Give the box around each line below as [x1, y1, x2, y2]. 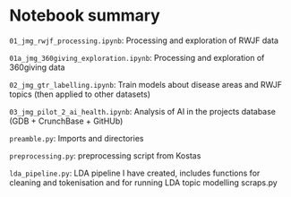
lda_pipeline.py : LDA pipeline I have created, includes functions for [9, 167, 261, 178]
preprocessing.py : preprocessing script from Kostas [9, 150, 201, 161]
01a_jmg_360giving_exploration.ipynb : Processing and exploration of [9, 52, 265, 63]
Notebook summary [9, 5, 161, 26]
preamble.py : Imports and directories [9, 133, 144, 143]
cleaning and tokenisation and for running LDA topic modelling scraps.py [9, 176, 278, 188]
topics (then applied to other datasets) [9, 89, 150, 99]
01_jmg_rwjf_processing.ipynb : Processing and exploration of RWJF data [9, 35, 279, 46]
